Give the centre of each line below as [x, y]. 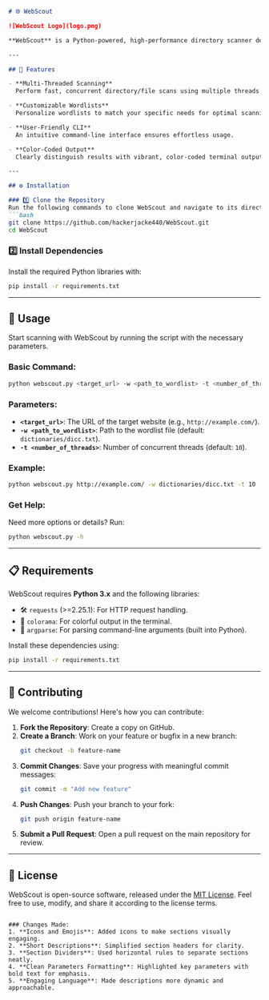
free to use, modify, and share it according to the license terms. [113, 903]
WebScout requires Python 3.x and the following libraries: [104, 594]
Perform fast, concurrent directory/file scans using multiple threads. [139, 91]
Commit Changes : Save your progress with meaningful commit [124, 765]
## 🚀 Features [32, 69]
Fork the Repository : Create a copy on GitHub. [97, 727]
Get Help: [27, 505]
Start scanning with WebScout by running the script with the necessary [126, 338]
